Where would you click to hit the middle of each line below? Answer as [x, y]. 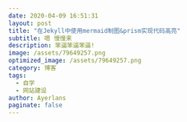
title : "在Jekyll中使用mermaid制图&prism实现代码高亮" [95, 31]
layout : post [30, 23]
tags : [17, 75]
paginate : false [35, 105]
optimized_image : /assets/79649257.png [75, 61]
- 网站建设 [31, 90]
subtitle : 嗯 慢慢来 [40, 38]
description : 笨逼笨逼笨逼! [51, 46]
